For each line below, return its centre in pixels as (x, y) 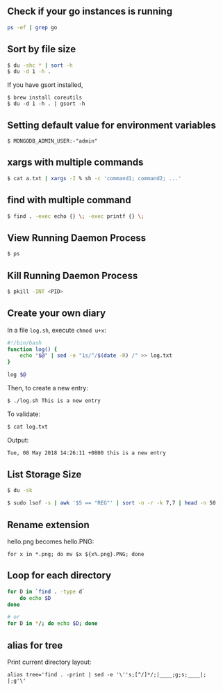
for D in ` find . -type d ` (46, 591)
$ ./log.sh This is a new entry (54, 401)
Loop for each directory (59, 576)
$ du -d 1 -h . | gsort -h (46, 104)
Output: (18, 440)
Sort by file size (42, 49)
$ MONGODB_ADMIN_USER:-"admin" (52, 141)
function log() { (32, 349)
